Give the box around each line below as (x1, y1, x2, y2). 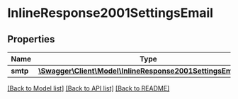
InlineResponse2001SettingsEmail (7, 5, 214, 21)
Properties (7, 33, 55, 45)
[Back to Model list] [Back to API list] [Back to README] (7, 84, 170, 93)
